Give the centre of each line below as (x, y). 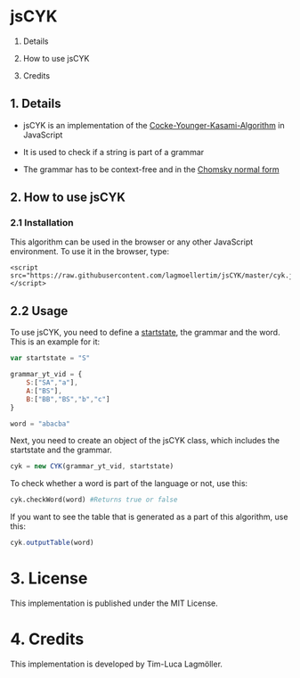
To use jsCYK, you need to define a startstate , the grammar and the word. (145, 333)
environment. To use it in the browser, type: (90, 252)
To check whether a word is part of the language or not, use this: (129, 484)
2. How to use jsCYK (68, 198)
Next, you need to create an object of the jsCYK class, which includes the (145, 441)
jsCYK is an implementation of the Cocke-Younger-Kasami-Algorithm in (154, 125)
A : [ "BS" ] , (45, 391)
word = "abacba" (40, 424)
